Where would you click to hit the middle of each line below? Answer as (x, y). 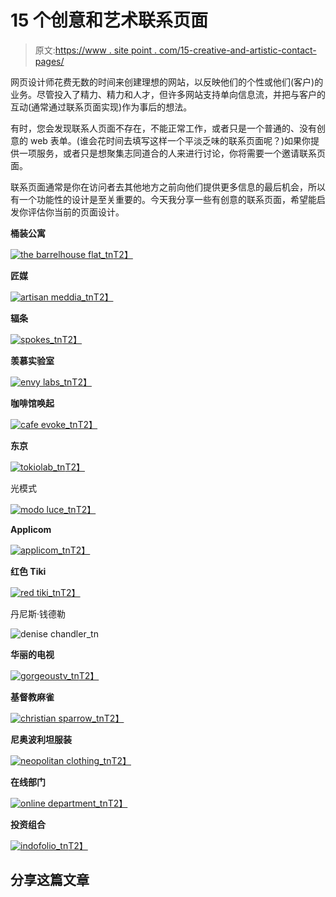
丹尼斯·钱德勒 (38, 613)
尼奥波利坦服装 (41, 739)
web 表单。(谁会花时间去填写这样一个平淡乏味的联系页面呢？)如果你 (170, 140)
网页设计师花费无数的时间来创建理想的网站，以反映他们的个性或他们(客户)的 (167, 82)
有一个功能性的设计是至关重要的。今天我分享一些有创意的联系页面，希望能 (163, 199)
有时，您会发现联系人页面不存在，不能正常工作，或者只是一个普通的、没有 (163, 128)
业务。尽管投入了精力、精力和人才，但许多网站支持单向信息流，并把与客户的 (168, 94)
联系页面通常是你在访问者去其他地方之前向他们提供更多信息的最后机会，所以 (168, 187)
